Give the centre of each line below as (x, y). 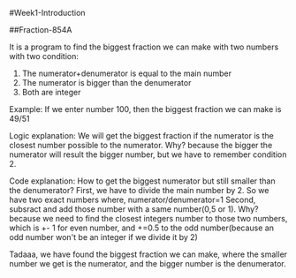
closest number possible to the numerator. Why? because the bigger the (141, 145)
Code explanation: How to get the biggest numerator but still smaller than (142, 181)
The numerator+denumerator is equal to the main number (127, 73)
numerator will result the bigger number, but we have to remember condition (148, 154)
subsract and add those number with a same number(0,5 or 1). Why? (134, 209)
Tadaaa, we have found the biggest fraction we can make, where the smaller (148, 254)
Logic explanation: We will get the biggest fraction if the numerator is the (141, 135)
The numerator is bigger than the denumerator (106, 83)
